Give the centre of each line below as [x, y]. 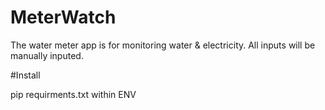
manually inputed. [47, 55]
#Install [25, 75]
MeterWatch [63, 17]
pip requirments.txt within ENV [73, 94]
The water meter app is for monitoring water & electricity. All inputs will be [163, 45]
